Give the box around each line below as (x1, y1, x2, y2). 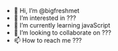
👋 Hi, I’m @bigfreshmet (13, 7, 80, 14)
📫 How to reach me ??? (13, 37, 82, 44)
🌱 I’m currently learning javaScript (13, 21, 110, 29)
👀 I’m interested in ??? (13, 14, 77, 22)
